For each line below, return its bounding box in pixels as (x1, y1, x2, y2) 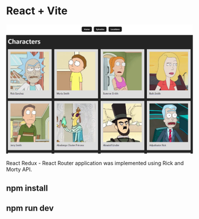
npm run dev (6, 203, 54, 213)
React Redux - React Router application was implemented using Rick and (6, 160, 184, 167)
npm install (6, 183, 49, 193)
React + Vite (6, 4, 68, 18)
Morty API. (6, 166, 33, 173)
